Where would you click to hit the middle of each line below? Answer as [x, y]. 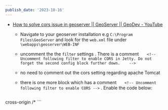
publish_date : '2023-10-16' [35, 10]
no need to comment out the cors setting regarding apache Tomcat [90, 72]
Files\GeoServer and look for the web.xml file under [73, 40]
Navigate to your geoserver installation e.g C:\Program [76, 34]
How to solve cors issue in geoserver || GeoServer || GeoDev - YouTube [88, 24]
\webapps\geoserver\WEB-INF [50, 44]
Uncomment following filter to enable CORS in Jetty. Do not [86, 59]
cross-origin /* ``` [23, 102]
